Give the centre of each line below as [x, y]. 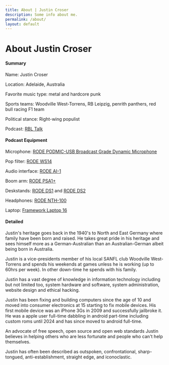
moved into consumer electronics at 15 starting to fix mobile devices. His [81, 305]
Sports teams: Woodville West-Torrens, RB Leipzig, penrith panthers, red [81, 103]
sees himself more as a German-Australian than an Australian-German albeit [84, 244]
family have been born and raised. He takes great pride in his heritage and [82, 238]
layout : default [22, 24]
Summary [16, 63]
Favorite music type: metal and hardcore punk [53, 94]
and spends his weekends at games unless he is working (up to [88, 264]
